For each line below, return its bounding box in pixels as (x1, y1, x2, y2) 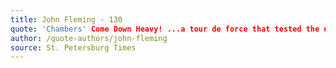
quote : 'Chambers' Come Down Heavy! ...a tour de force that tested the (10, 24, 320, 34)
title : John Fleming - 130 (10, 14, 123, 25)
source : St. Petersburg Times (10, 42, 137, 53)
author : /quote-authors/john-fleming (10, 33, 168, 43)
